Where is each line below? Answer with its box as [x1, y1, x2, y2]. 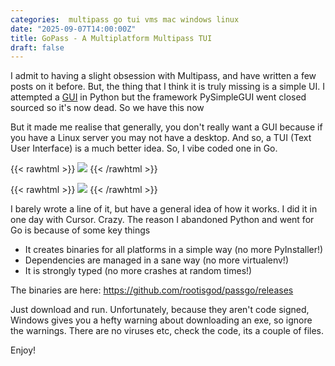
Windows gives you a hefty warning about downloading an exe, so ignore [10, 314, 313, 326]
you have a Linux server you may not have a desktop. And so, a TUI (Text [10, 132, 312, 144]
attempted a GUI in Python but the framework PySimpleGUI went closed [10, 91, 307, 103]
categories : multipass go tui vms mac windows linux [10, 14, 240, 25]
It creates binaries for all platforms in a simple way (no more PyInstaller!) [24, 244, 324, 256]
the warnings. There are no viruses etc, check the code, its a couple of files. [10, 325, 324, 337]
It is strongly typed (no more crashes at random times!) [24, 265, 253, 277]
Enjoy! [10, 344, 37, 356]
